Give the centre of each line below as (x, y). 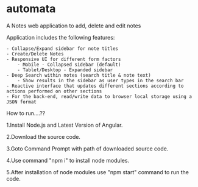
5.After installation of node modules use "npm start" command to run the (98, 172)
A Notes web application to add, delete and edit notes (74, 26)
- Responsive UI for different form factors (64, 59)
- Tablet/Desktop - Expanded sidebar (65, 70)
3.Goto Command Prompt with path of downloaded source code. (87, 149)
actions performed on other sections (54, 91)
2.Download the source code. (44, 136)
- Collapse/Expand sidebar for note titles (62, 48)
